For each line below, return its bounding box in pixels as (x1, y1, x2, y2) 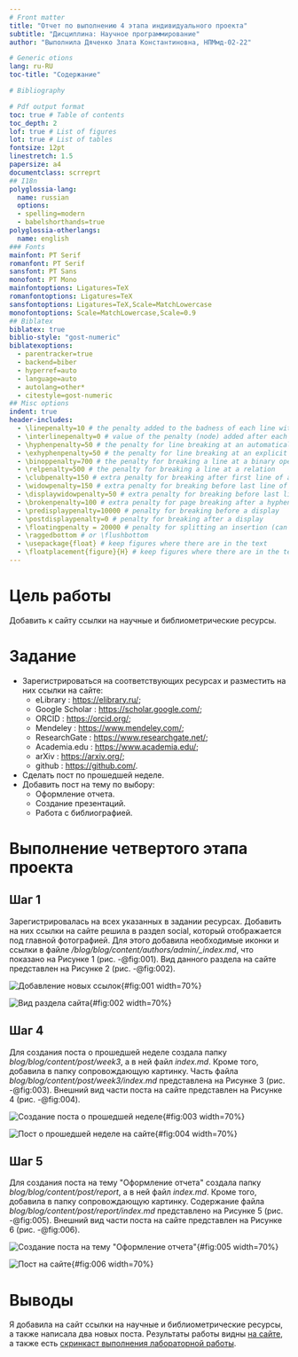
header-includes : (9, 416, 74, 425)
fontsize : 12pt (9, 144, 66, 153)
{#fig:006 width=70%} (71, 1259, 154, 1269)
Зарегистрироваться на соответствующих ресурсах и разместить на (21, 675, 286, 686)
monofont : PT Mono (9, 276, 77, 285)
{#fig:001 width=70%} (121, 980, 202, 991)
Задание (9, 647, 77, 666)
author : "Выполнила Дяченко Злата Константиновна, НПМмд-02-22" (9, 37, 252, 47)
